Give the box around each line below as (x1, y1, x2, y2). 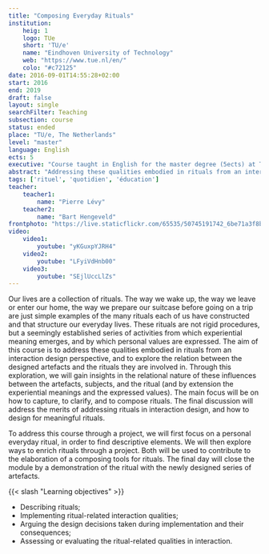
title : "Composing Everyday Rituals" (8, 11, 134, 20)
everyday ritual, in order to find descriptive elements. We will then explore (8, 437, 252, 447)
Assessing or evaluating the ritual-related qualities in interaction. (19, 536, 233, 546)
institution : (8, 19, 52, 27)
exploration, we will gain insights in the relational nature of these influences (8, 371, 257, 380)
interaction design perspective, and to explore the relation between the (8, 354, 243, 363)
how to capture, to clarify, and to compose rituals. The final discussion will (8, 396, 254, 406)
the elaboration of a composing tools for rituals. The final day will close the (8, 454, 255, 464)
